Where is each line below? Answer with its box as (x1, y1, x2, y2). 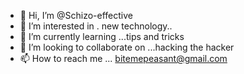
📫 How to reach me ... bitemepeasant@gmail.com (19, 53, 228, 64)
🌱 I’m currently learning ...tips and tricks (19, 31, 185, 42)
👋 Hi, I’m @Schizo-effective (19, 10, 133, 21)
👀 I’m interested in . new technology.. (19, 20, 173, 32)
